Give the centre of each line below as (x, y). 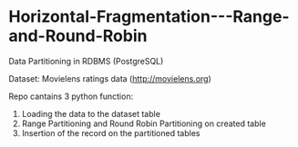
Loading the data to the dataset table (91, 113)
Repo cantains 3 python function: (71, 96)
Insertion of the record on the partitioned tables (111, 132)
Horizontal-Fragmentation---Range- (149, 17)
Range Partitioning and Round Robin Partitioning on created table (144, 123)
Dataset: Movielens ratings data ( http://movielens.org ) (110, 78)
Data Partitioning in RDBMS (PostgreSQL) (86, 61)
